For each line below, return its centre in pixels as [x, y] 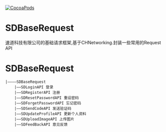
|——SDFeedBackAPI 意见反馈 [41, 124]
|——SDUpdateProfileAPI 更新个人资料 [50, 114]
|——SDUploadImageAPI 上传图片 [44, 119]
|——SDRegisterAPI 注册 [37, 92]
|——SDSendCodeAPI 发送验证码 [43, 108]
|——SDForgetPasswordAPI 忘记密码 [48, 103]
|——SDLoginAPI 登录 [34, 87]
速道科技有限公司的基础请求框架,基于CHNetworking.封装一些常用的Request [83, 42]
